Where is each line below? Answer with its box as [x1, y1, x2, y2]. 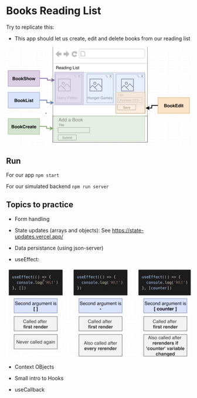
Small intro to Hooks [14, 375, 64, 382]
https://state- [111, 227, 144, 234]
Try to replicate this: [6, 23, 55, 31]
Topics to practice [6, 200, 73, 210]
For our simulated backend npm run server [6, 183, 109, 190]
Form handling [14, 215, 50, 222]
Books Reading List [6, 4, 101, 18]
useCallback [14, 386, 45, 393]
